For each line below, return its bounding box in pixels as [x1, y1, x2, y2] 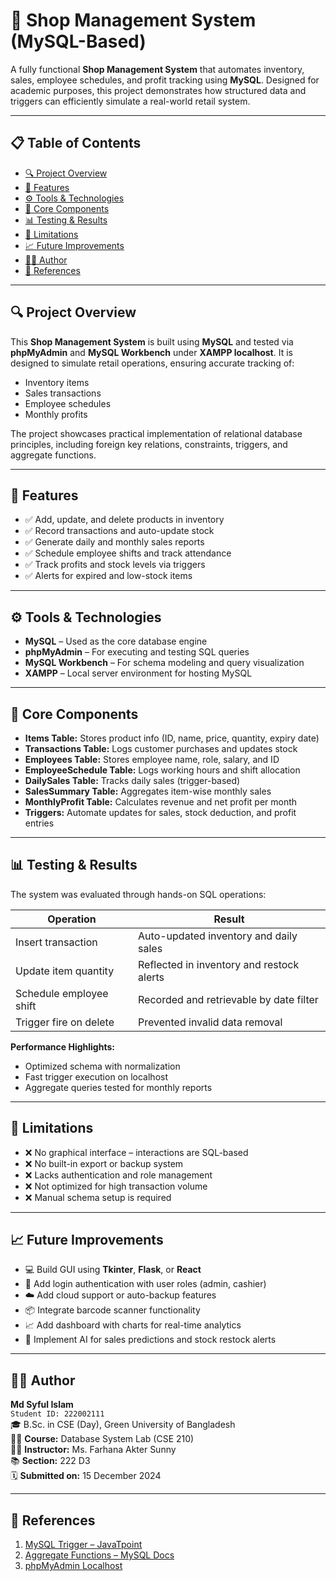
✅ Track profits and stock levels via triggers [24, 559, 206, 571]
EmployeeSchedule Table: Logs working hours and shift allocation [24, 764, 301, 776]
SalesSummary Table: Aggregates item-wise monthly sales [24, 785, 272, 797]
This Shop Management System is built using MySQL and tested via [10, 335, 294, 348]
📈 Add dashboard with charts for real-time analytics [24, 1319, 242, 1331]
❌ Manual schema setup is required [24, 1191, 172, 1203]
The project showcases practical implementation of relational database [10, 427, 303, 439]
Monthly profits [24, 408, 88, 420]
